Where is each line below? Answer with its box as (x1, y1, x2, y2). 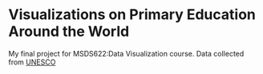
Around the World (8, 22, 130, 41)
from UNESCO (8, 57, 56, 67)
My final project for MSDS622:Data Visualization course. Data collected (8, 49, 245, 58)
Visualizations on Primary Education (8, 6, 257, 24)
